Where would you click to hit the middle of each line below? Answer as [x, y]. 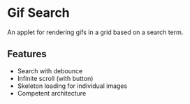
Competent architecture [52, 93]
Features [27, 54]
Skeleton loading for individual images [72, 86]
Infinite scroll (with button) [55, 78]
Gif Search [38, 13]
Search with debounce [50, 70]
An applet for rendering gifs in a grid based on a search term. [95, 32]
